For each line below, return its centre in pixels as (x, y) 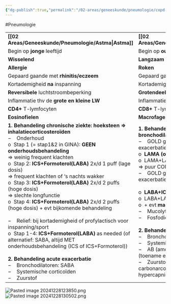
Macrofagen (153, 117)
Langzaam (151, 59)
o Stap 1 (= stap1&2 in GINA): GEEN (52, 144)
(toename (150, 256)
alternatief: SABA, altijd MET (41, 239)
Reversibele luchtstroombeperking (50, 92)
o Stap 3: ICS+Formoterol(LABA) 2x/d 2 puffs (64, 183)
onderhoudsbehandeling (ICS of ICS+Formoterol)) (68, 246)
